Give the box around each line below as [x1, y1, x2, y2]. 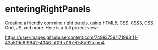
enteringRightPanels [5, 3, 91, 15]
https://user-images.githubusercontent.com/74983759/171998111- [5, 34, 138, 40]
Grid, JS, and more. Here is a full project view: [5, 25, 98, 30]
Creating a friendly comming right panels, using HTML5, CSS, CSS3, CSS [5, 20, 153, 25]
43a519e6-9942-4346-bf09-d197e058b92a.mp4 [5, 39, 105, 45]
